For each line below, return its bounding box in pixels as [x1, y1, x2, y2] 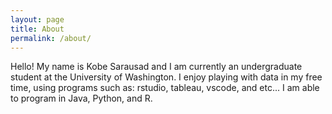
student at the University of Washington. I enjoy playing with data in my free [10, 71, 323, 83]
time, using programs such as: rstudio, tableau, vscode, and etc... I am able [10, 82, 320, 94]
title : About [10, 24, 65, 34]
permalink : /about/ [10, 33, 92, 43]
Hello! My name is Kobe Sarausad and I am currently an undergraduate [10, 61, 303, 73]
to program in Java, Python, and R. [10, 92, 153, 105]
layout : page [10, 14, 65, 25]
